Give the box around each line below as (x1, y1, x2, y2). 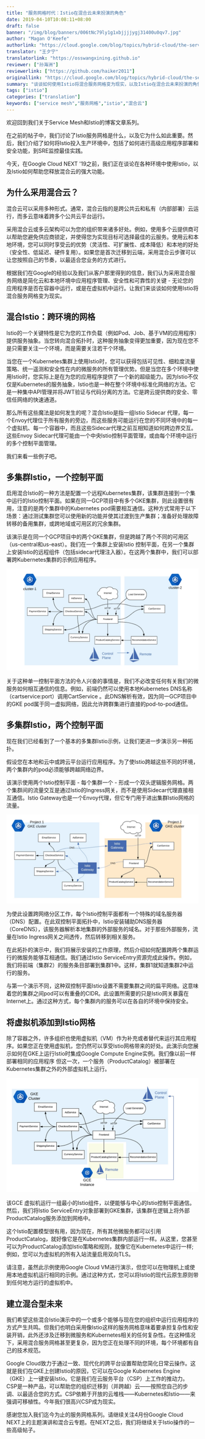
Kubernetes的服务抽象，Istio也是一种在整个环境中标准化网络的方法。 (16, 380, 190, 388)
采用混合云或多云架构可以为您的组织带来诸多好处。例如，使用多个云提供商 (6, 225, 193, 233)
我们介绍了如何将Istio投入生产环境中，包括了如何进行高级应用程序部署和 (16, 139, 199, 146)
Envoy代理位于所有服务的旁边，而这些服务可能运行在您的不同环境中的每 (11, 417, 193, 424)
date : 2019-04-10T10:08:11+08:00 (6, 16, 92, 23)
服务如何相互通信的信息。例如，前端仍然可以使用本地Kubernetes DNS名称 (6, 685, 193, 692)
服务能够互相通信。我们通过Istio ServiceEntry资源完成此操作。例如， (22, 954, 195, 961)
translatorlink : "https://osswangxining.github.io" (6, 55, 140, 61)
